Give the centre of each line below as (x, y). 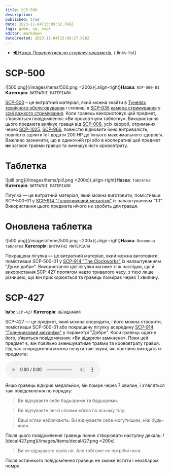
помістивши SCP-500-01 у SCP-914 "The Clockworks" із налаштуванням (83, 261)
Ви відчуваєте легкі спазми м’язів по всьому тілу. (72, 410)
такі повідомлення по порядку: (39, 390)
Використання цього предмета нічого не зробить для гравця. (72, 206)
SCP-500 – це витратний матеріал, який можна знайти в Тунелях (76, 102)
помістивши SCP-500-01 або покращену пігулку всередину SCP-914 (79, 327)
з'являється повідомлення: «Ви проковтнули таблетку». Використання (82, 118)
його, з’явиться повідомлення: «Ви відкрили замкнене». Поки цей (77, 338)
